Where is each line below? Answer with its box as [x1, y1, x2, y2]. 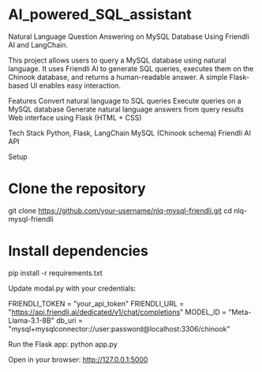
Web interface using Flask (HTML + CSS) [8, 112, 142, 122]
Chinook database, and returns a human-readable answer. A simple [8, 72, 228, 82]
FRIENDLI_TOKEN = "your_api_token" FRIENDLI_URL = [8, 298, 185, 308]
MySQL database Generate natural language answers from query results [8, 104, 245, 114]
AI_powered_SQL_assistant [8, 6, 192, 24]
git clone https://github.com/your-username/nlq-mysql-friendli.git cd [8, 206, 233, 215]
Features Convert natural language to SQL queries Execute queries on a [8, 96, 242, 105]
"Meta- [228, 307, 252, 317]
